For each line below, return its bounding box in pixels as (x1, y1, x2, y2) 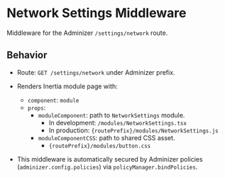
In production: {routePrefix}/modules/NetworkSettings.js (48, 126, 219, 135)
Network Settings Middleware (6, 5, 187, 21)
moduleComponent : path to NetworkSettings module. (38, 110, 185, 119)
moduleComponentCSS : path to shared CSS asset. (38, 133, 175, 142)
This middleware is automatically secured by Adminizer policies (16, 155, 203, 163)
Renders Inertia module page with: (16, 82, 118, 90)
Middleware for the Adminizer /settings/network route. (6, 28, 168, 37)
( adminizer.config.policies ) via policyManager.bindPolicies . (16, 162, 198, 171)
